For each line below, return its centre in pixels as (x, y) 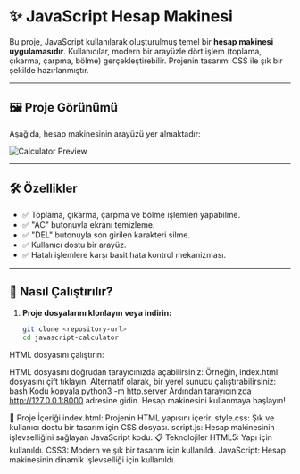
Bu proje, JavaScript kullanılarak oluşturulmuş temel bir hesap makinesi (142, 41)
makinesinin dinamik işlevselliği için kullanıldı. (92, 460)
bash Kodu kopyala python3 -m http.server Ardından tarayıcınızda (130, 391)
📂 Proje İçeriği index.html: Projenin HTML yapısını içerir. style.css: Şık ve (142, 418)
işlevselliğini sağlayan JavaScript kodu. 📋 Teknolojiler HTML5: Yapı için (141, 437)
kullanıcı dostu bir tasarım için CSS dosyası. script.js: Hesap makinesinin (142, 428)
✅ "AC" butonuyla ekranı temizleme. (88, 224)
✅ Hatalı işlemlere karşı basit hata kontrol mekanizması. (124, 254)
